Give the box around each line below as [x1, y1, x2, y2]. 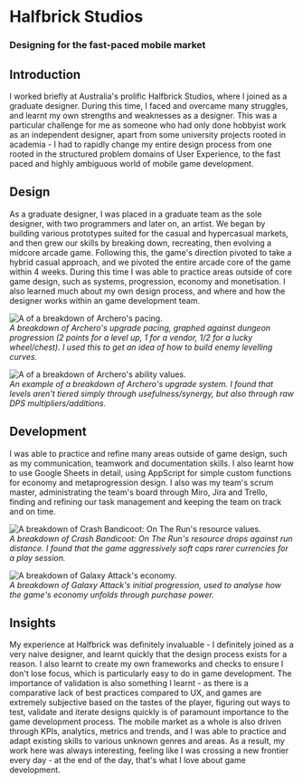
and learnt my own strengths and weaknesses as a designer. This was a [9, 110, 278, 121]
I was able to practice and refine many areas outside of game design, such [9, 448, 288, 459]
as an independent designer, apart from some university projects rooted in [9, 129, 287, 140]
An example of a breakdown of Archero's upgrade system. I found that [9, 378, 274, 389]
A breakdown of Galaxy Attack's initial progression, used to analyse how [9, 579, 282, 590]
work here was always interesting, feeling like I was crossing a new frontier [9, 745, 289, 756]
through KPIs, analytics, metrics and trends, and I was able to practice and [9, 726, 287, 737]
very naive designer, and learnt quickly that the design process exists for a [9, 649, 288, 660]
